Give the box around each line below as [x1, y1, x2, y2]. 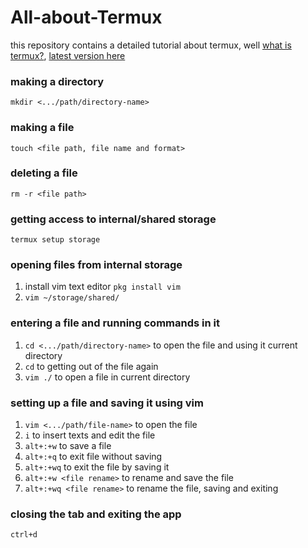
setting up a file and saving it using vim [10, 396, 204, 410]
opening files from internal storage [10, 258, 183, 272]
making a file [10, 121, 75, 135]
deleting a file [10, 166, 78, 180]
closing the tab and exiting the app [10, 507, 182, 521]
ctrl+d [10, 530, 38, 540]
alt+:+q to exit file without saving [24, 451, 163, 463]
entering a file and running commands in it [10, 316, 220, 330]
